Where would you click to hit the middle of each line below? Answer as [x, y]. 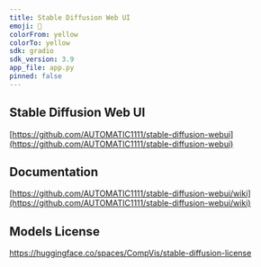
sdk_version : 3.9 [42, 59]
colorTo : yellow [40, 43]
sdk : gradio [31, 51]
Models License [55, 231]
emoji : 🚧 [26, 26]
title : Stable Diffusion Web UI [70, 18]
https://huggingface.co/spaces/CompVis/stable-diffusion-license [130, 254]
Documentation [54, 172]
